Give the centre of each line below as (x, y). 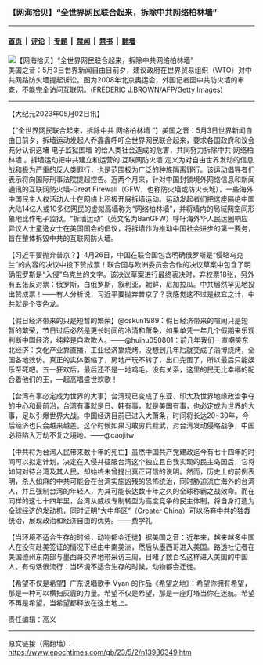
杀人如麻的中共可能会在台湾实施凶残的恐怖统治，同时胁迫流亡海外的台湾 (138, 481)
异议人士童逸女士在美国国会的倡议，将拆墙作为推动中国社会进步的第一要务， (131, 228)
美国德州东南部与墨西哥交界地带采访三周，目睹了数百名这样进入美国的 (121, 556)
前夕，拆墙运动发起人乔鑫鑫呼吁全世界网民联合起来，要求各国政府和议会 (138, 140)
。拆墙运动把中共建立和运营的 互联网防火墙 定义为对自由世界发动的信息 (139, 159)
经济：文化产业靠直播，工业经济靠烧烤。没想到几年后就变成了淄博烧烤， (131, 350)
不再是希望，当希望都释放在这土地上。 (70, 602)
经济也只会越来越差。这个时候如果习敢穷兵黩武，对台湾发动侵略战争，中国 (135, 425)
